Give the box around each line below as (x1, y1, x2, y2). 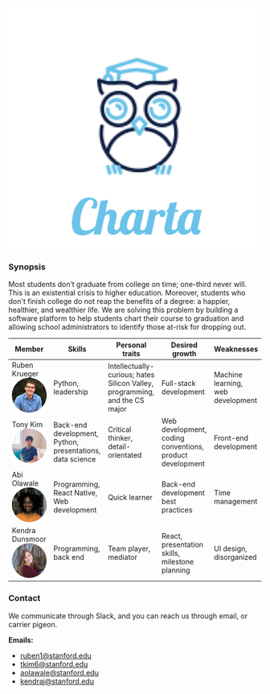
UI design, (214, 544, 247, 553)
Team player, (108, 544, 151, 553)
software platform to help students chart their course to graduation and (8, 314, 244, 323)
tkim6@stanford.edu (19, 659, 88, 669)
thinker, (108, 433, 133, 442)
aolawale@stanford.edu (19, 667, 99, 677)
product (162, 450, 188, 460)
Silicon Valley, (108, 378, 154, 388)
